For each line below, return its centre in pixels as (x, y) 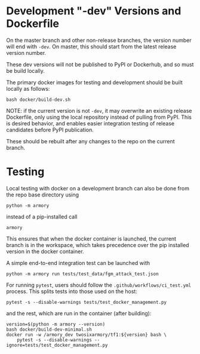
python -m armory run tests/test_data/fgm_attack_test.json (83, 274)
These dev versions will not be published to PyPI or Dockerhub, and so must (100, 64)
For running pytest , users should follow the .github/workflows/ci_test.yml (99, 285)
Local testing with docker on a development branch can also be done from (98, 188)
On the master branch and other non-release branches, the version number (99, 40)
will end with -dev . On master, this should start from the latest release (91, 47)
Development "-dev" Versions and (94, 11)
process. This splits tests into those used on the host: (72, 291)
